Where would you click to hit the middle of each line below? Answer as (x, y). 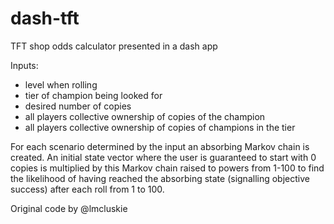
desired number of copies (78, 106)
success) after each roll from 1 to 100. (87, 189)
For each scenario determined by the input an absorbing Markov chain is (160, 146)
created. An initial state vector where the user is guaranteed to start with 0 (163, 157)
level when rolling (61, 84)
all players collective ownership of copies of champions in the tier (160, 127)
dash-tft (45, 18)
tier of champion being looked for (93, 95)
